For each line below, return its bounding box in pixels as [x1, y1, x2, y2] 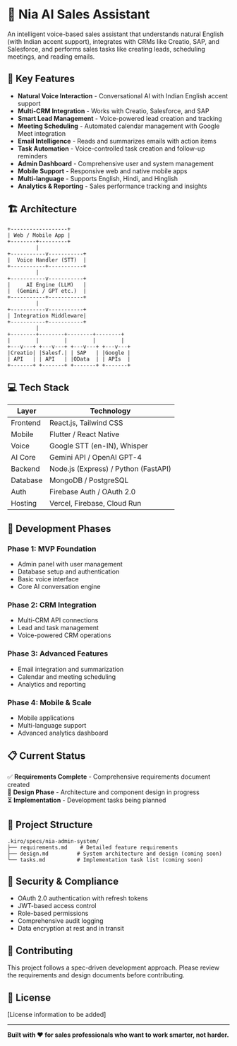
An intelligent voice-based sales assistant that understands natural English [7, 30, 224, 38]
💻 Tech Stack [7, 381, 70, 393]
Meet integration [17, 129, 66, 137]
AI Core [11, 453, 36, 463]
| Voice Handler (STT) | [7, 256, 87, 264]
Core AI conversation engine [17, 583, 101, 591]
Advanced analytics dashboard [17, 728, 109, 737]
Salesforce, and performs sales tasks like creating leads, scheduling [7, 45, 206, 53]
